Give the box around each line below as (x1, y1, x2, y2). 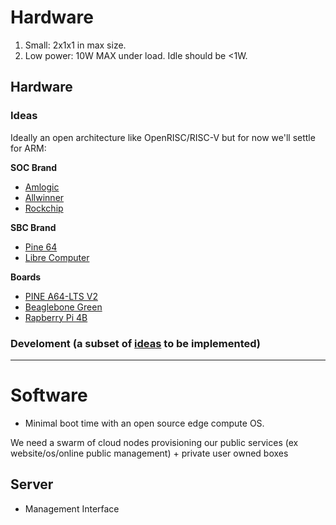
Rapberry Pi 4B (24, 311, 88, 323)
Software (10, 384, 88, 407)
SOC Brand (10, 161, 58, 173)
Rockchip (24, 202, 64, 214)
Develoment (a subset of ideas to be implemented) (10, 336, 262, 350)
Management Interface (24, 502, 120, 515)
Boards (10, 271, 42, 283)
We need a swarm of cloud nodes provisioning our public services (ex (10, 436, 299, 448)
